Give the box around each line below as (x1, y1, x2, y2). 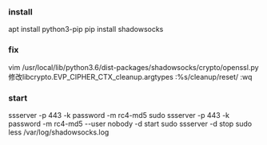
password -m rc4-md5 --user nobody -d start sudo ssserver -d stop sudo (8, 119, 253, 128)
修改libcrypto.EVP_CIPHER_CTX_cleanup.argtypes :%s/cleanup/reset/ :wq (8, 72, 253, 81)
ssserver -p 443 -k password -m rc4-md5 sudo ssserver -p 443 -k (8, 110, 230, 120)
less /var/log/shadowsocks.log (8, 127, 110, 137)
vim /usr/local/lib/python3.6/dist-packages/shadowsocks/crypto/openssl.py (8, 62, 259, 72)
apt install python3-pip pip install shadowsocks (8, 25, 164, 34)
